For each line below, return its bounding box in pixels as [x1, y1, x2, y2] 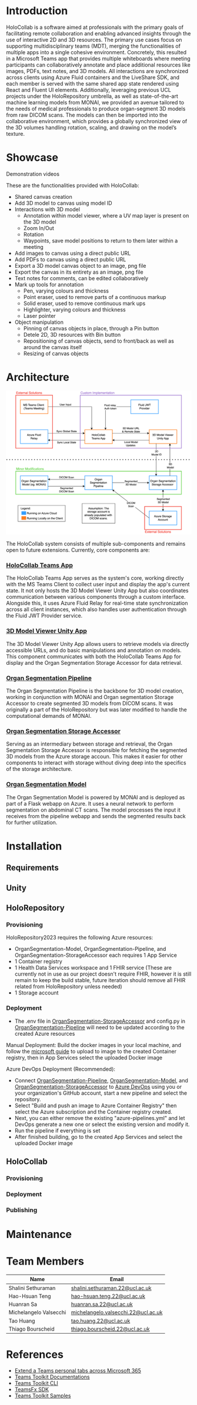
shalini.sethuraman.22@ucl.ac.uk [71, 1284, 152, 1291]
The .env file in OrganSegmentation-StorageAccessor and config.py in [14, 1017, 186, 1025]
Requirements [6, 863, 59, 873]
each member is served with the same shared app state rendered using [6, 80, 179, 87]
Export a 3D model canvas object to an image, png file [14, 262, 146, 269]
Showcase [6, 151, 59, 165]
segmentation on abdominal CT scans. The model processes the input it [6, 806, 181, 813]
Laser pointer [23, 312, 56, 319]
